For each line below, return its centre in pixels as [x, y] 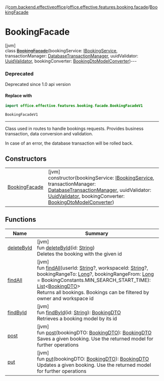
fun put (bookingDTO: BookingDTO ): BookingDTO [93, 359]
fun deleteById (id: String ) [66, 248]
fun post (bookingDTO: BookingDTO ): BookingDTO [94, 333]
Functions [21, 220]
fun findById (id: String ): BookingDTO [79, 312]
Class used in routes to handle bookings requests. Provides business [74, 128]
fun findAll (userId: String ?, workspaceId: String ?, [92, 268]
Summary [97, 233]
